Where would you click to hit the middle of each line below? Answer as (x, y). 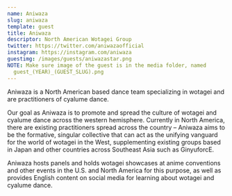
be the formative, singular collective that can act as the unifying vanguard (113, 134)
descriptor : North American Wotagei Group (69, 40)
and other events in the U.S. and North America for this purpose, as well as (114, 170)
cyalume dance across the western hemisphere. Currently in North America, (116, 120)
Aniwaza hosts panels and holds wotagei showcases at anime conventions (114, 163)
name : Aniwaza (28, 14)
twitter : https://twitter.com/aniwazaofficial (76, 46)
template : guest (31, 26)
